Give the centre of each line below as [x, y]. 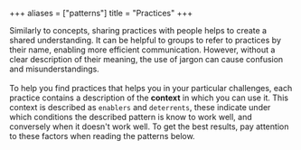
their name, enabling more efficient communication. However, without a [142, 50]
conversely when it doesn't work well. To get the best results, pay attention [149, 127]
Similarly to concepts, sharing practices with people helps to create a [138, 30]
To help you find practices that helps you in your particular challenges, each [151, 88]
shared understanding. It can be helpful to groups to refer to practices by [146, 40]
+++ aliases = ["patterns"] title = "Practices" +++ [101, 13]
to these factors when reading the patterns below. [103, 136]
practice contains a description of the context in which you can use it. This [149, 98]
